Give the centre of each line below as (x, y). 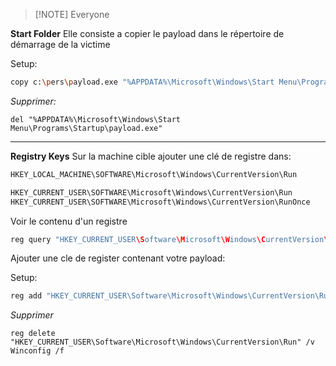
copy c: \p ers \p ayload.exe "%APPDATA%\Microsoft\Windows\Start (142, 82)
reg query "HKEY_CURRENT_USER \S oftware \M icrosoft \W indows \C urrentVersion (167, 239)
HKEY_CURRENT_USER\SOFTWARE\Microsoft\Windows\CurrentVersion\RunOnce (160, 202)
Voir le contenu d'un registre (69, 221)
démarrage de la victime (60, 44)
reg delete (33, 334)
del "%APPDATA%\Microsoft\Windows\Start (96, 119)
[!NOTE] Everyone (72, 14)
